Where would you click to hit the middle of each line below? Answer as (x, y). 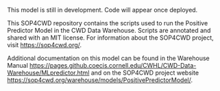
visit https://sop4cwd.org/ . (45, 45)
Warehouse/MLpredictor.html (48, 73)
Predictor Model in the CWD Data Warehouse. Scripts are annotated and (109, 30)
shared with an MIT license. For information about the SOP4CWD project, (110, 38)
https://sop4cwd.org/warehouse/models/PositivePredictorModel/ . (100, 80)
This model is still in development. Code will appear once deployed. (102, 10)
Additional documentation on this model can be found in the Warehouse (109, 58)
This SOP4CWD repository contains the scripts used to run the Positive (108, 23)
